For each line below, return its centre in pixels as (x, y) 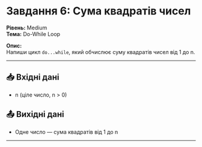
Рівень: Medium (27, 28)
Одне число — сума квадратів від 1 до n (66, 132)
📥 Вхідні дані (33, 77)
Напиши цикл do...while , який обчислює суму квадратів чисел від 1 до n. (101, 52)
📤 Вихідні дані (35, 114)
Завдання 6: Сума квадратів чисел (99, 11)
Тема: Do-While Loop (33, 34)
